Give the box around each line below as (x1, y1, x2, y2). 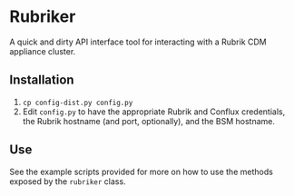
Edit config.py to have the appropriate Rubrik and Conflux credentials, (22, 106, 286, 117)
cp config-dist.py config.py (22, 98, 133, 107)
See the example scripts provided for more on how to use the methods (9, 166, 274, 177)
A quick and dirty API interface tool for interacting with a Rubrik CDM (9, 36, 267, 47)
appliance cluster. (9, 45, 76, 56)
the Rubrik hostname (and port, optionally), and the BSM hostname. (22, 115, 275, 126)
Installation (9, 73, 74, 88)
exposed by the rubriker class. (9, 175, 126, 187)
